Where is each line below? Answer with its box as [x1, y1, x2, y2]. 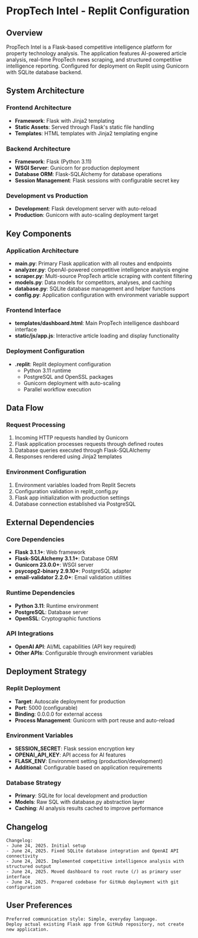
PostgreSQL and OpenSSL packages [23, 373, 114, 380]
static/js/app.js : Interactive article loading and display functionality [14, 332, 180, 339]
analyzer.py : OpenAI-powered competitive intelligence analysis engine [14, 266, 189, 273]
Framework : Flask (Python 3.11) [14, 158, 92, 165]
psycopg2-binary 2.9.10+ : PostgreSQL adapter [14, 567, 132, 575]
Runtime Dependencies [6, 589, 75, 597]
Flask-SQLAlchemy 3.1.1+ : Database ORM [14, 555, 119, 562]
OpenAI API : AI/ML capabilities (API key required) [14, 643, 136, 650]
